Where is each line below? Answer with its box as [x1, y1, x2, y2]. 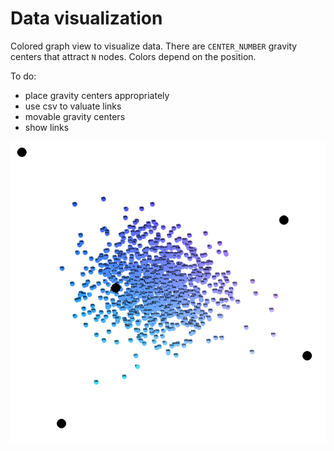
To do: [10, 70, 37, 82]
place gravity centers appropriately [24, 89, 170, 101]
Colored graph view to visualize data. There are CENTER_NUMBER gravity [10, 40, 298, 52]
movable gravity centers [24, 110, 126, 122]
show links [24, 121, 70, 133]
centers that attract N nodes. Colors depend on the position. [10, 50, 257, 62]
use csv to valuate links [24, 100, 122, 112]
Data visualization [10, 7, 163, 30]
